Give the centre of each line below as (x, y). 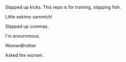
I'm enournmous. (23, 36)
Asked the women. (24, 55)
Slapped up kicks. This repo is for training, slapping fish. (63, 7)
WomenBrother (21, 46)
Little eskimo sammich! (29, 17)
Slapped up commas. (27, 26)
